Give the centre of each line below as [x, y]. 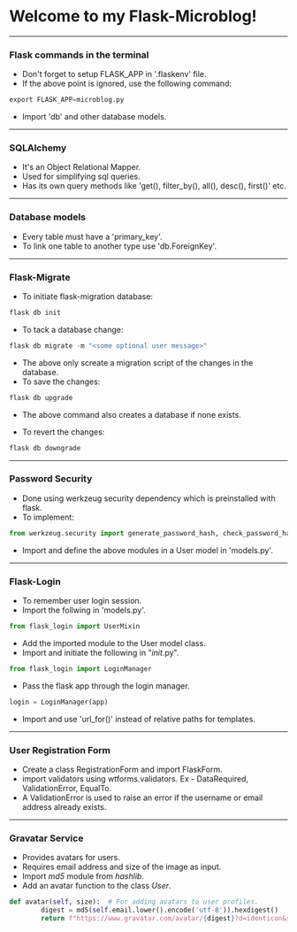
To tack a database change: [72, 329]
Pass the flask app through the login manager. [106, 686]
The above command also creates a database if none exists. [131, 414]
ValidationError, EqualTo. [67, 788]
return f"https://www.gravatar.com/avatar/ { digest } [138, 918]
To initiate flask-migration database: [87, 297]
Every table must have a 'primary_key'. [92, 236]
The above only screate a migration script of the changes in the [137, 362]
